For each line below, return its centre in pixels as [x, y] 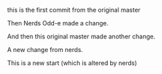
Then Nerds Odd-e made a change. [58, 23]
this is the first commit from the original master [74, 10]
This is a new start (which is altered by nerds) [72, 63]
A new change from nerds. [45, 50]
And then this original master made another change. [81, 36]
